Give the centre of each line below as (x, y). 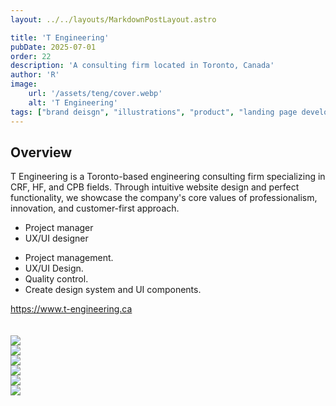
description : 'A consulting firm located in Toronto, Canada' (142, 66)
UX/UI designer (56, 238)
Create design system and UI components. (113, 290)
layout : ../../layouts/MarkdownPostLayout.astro (113, 19)
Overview (41, 152)
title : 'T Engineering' (60, 37)
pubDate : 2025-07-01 (53, 47)
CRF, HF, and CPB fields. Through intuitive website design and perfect (155, 187)
